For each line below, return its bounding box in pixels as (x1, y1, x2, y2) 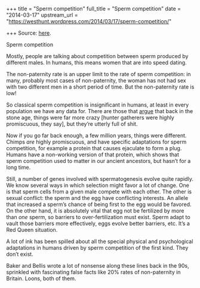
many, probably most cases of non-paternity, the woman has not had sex (6, 77, 186, 84)
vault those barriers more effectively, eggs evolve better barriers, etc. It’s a (6, 220, 190, 227)
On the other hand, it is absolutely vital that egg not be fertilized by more (6, 207, 184, 214)
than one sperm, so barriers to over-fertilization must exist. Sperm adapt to (6, 214, 190, 220)
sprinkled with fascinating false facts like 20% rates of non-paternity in (6, 269, 181, 275)
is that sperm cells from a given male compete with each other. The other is (6, 188, 192, 195)
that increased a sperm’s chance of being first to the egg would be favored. (6, 201, 192, 208)
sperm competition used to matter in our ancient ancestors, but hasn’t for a (6, 157, 191, 164)
